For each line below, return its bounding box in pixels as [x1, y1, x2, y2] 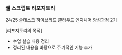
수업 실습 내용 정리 [12, 38, 49, 44]
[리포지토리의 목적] [5, 28, 43, 34]
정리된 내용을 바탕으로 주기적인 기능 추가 [12, 44, 92, 51]
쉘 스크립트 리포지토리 [5, 4, 55, 11]
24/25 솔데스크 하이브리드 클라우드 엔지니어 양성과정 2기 [5, 17, 117, 23]
